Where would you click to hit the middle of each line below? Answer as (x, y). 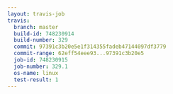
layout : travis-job (36, 14)
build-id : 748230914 (44, 34)
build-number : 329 (41, 40)
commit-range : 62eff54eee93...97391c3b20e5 (79, 54)
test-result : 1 (36, 80)
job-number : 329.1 (41, 66)
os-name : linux (36, 73)
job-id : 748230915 (41, 60)
